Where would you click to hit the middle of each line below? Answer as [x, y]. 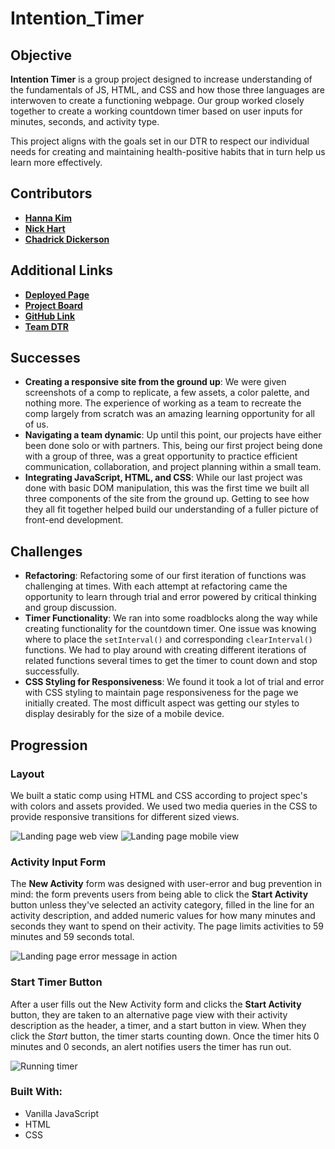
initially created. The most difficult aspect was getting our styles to [162, 703]
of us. [37, 424]
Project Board [53, 305]
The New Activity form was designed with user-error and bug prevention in [166, 884]
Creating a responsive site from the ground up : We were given [155, 382]
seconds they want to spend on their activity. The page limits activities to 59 [167, 926]
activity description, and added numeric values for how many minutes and [163, 916]
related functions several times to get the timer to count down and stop [171, 661]
